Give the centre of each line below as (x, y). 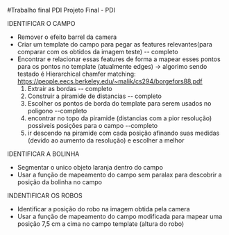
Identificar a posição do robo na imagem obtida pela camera (103, 209)
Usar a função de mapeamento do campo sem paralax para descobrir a (119, 175)
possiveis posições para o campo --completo (93, 125)
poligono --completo (57, 111)
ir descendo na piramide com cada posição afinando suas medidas (124, 133)
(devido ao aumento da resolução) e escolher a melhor (106, 140)
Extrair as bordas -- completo (70, 89)
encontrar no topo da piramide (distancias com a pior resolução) (120, 118)
